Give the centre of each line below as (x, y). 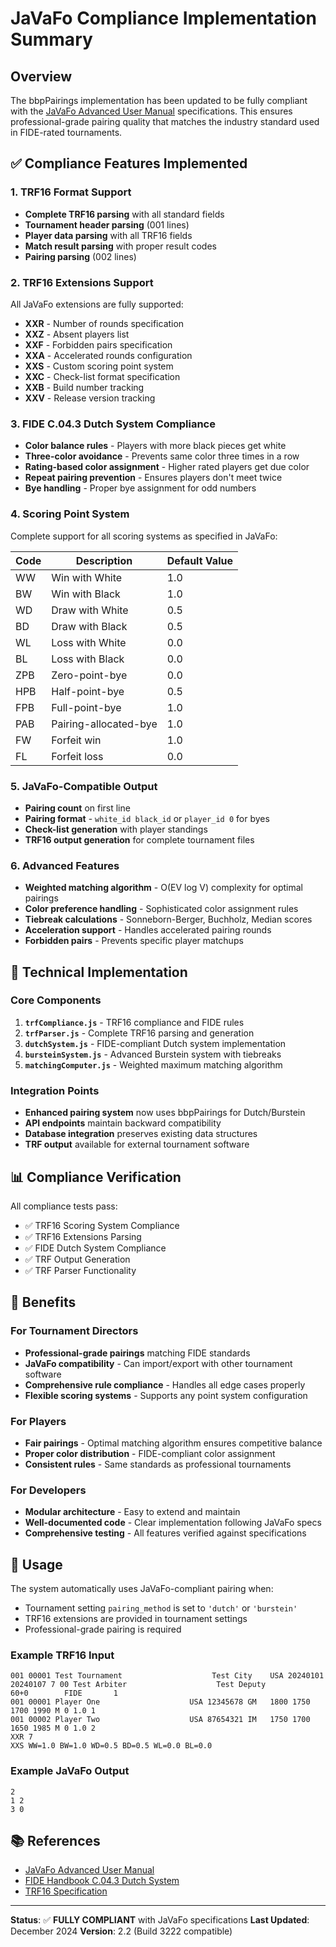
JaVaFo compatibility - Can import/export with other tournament (158, 1363)
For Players (38, 1421)
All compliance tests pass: (64, 1206)
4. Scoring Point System (70, 514)
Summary (51, 39)
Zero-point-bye (89, 675)
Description (104, 560)
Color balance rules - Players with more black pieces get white (155, 446)
